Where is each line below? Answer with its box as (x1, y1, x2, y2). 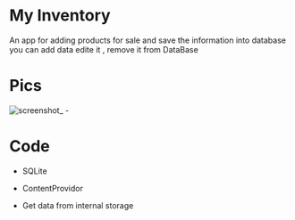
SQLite (21, 166, 47, 176)
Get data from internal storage (21, 200, 134, 210)
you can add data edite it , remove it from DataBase (9, 44, 198, 54)
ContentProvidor (21, 183, 83, 193)
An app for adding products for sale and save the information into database (9, 35, 286, 45)
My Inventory (9, 5, 111, 26)
